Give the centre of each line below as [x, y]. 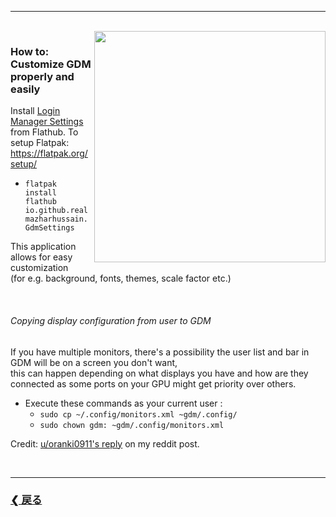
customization [39, 268]
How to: [30, 51]
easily [25, 89]
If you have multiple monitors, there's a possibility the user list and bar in [160, 352]
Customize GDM [51, 64]
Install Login [35, 111]
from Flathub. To [44, 132]
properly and [42, 76]
